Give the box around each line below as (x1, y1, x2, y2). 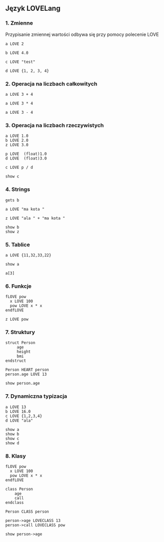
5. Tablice (5, 241, 30, 248)
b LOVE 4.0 (5, 50, 29, 56)
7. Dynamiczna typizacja (5, 393, 68, 400)
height (16, 349, 31, 355)
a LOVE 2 (5, 41, 24, 46)
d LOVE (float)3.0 (5, 156, 47, 161)
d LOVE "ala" (5, 418, 33, 423)
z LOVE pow (5, 317, 29, 322)
